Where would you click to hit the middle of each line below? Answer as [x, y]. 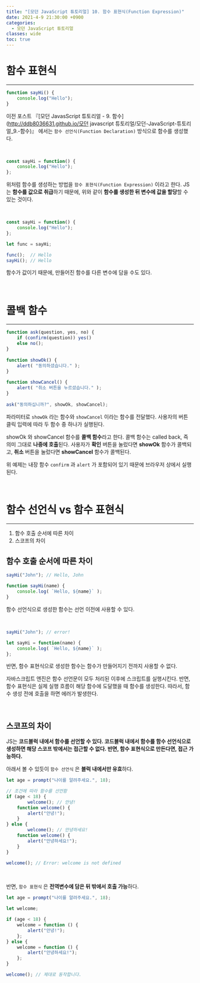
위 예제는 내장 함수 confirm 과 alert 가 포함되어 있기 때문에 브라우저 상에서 [93, 464]
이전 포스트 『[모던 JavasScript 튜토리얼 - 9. [59, 116]
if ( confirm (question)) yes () [54, 338]
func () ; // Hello [29, 255]
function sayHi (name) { [36, 586]
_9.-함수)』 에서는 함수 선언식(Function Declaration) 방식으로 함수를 [92, 131]
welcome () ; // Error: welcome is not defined [63, 863]
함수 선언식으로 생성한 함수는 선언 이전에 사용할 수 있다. [71, 609]
